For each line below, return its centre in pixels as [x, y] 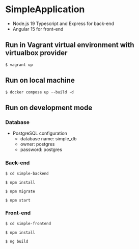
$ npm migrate [20, 191]
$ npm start [18, 200]
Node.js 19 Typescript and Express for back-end [63, 23]
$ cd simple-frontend [28, 223]
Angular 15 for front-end [38, 29]
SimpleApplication [45, 9]
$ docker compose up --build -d [39, 92]
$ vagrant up [19, 65]
